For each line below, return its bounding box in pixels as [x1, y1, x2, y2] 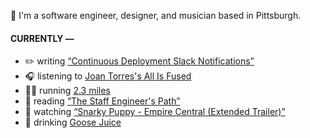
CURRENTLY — [10, 32, 75, 44]
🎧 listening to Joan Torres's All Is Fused [24, 70, 192, 82]
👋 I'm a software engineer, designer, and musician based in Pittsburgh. [10, 10, 302, 21]
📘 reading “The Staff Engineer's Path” [24, 95, 181, 107]
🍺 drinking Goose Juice [24, 116, 122, 129]
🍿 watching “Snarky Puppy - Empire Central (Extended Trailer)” [24, 106, 286, 118]
